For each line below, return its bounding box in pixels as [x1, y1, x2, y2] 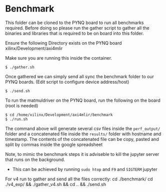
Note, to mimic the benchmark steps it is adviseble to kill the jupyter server [5, 151, 159, 157]
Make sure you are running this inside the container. [5, 55, 112, 61]
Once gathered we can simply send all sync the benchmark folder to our [5, 73, 154, 79]
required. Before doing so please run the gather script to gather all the [5, 25, 150, 31]
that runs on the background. [5, 156, 65, 162]
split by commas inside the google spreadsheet [5, 141, 103, 147]
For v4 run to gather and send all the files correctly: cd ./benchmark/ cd [5, 176, 153, 182]
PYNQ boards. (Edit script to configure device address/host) [5, 79, 129, 85]
